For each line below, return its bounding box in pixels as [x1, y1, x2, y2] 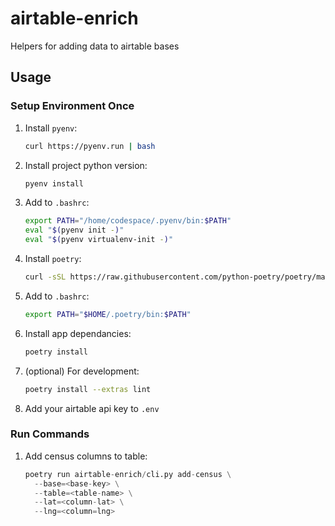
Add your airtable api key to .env [24, 402, 160, 414]
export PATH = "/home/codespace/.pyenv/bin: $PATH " [24, 216, 232, 226]
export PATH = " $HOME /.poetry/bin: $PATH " [24, 309, 192, 319]
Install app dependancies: [24, 327, 132, 339]
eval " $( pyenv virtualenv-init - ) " [24, 235, 174, 245]
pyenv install [24, 178, 84, 189]
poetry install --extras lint [24, 384, 152, 394]
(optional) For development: [24, 365, 140, 377]
